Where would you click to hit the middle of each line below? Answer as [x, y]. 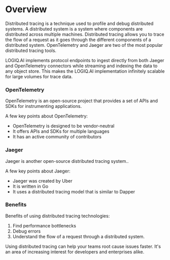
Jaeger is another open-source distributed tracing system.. [67, 161]
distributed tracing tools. [31, 50]
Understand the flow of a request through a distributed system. [79, 236]
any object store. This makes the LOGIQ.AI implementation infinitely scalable [85, 71]
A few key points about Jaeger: [38, 171]
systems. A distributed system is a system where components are [74, 28]
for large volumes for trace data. [39, 76]
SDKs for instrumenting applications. [44, 106]
